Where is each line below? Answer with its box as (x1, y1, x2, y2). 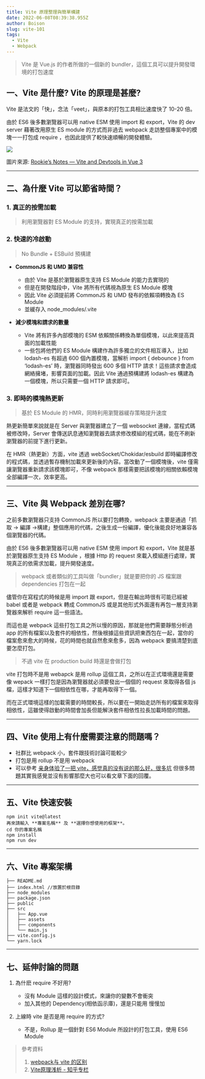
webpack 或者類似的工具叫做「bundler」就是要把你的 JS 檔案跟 (21, 572, 182, 580)
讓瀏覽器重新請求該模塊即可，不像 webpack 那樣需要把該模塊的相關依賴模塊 (6, 465, 198, 473)
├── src (6, 906, 26, 912)
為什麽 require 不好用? (15, 979, 71, 987)
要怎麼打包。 (6, 644, 38, 652)
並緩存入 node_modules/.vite (24, 305, 97, 312)
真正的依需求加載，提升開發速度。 (11, 559, 98, 567)
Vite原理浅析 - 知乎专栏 (30, 1066, 89, 1073)
